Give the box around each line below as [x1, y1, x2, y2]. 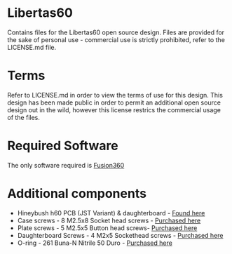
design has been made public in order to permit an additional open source [7, 98, 221, 107]
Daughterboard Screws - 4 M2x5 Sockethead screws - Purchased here [17, 231, 224, 239]
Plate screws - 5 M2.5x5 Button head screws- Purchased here [17, 223, 198, 232]
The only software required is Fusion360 [7, 161, 125, 169]
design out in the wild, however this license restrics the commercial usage [7, 105, 221, 114]
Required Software [7, 138, 118, 154]
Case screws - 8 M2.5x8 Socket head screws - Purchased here [17, 216, 201, 225]
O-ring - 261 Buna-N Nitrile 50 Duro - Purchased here [17, 239, 173, 247]
